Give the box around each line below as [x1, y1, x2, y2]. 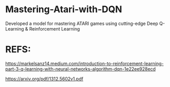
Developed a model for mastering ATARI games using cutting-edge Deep [5, 20, 158, 26]
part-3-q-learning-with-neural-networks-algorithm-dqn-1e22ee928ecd [5, 66, 156, 72]
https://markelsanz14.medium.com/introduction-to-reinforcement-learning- [5, 60, 164, 67]
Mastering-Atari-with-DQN [5, 4, 123, 15]
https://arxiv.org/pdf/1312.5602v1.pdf [5, 75, 83, 82]
